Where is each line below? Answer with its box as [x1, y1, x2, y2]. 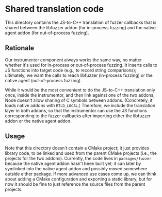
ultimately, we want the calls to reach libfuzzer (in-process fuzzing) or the [5, 72, 153, 78]
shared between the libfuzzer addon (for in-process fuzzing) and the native [5, 24, 156, 30]
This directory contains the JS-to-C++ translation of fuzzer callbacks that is [5, 19, 157, 25]
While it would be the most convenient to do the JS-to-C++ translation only [5, 87, 155, 93]
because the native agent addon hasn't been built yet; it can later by [5, 161, 142, 166]
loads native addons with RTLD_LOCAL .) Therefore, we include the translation [5, 102, 156, 108]
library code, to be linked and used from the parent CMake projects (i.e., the [5, 150, 157, 156]
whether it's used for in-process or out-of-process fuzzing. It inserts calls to [5, 62, 158, 68]
